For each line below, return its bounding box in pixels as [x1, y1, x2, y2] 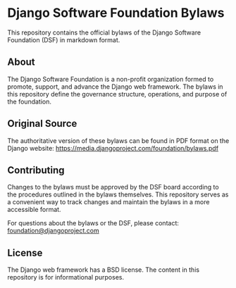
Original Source [7, 118, 77, 130]
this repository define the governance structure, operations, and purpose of [7, 89, 228, 98]
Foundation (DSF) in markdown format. [7, 35, 120, 44]
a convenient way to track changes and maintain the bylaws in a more [7, 198, 210, 206]
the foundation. [7, 97, 51, 106]
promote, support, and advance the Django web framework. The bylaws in [7, 82, 223, 91]
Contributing [7, 164, 65, 176]
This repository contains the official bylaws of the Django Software [7, 28, 201, 37]
